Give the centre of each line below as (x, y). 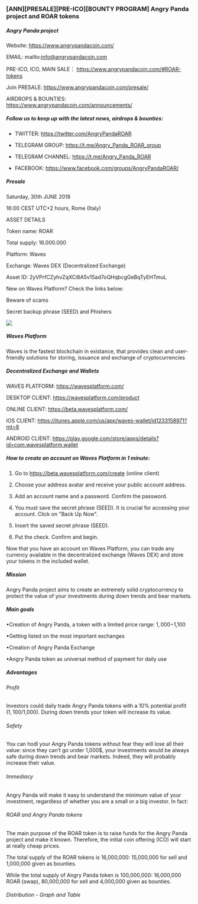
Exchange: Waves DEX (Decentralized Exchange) (66, 265)
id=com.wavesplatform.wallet (42, 444)
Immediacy (20, 776)
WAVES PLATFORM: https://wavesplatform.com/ (65, 386)
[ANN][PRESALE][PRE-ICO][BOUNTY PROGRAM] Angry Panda (98, 9)
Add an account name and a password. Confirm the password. (91, 496)
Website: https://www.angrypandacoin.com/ (60, 45)
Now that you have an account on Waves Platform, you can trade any (90, 548)
